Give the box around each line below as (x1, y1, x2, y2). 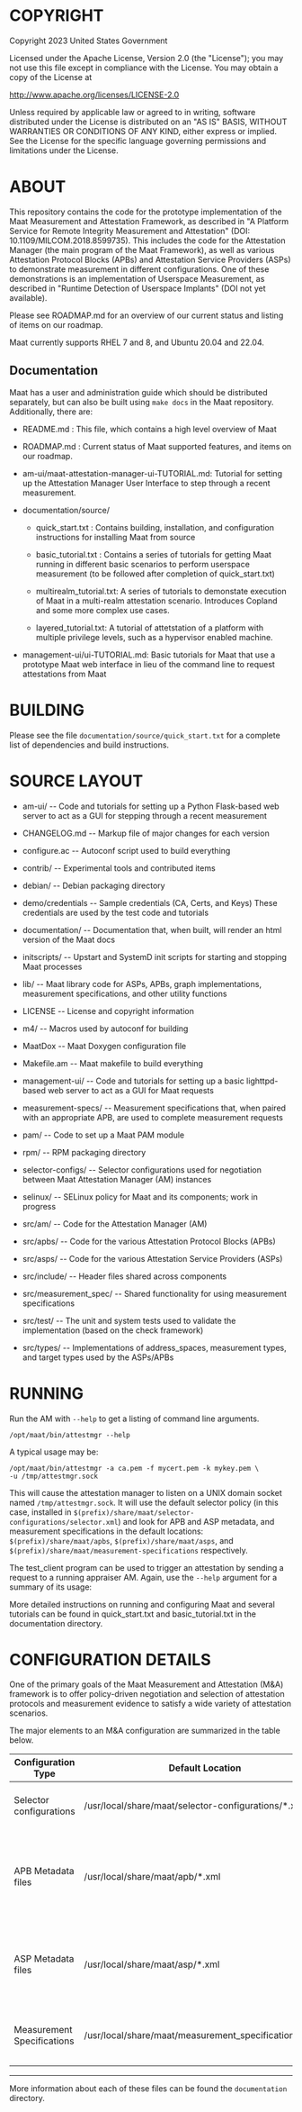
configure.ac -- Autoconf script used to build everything (22, 845, 231, 856)
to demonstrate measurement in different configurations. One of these (9, 263, 270, 275)
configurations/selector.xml (9, 1518, 119, 1527)
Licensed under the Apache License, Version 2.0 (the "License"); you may (9, 52, 284, 63)
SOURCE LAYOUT (9, 771, 144, 791)
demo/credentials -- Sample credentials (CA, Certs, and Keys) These (22, 897, 278, 908)
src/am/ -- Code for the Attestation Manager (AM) (22, 1218, 208, 1229)
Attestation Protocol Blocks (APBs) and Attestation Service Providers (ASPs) (9, 254, 291, 265)
